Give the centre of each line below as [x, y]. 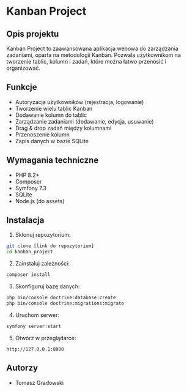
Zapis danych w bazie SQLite [52, 141]
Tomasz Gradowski [39, 382]
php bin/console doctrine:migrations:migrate [65, 303]
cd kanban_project [30, 252]
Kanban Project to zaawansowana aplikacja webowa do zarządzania [92, 48]
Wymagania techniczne [53, 160]
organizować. [24, 68]
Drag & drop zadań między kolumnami [63, 128]
